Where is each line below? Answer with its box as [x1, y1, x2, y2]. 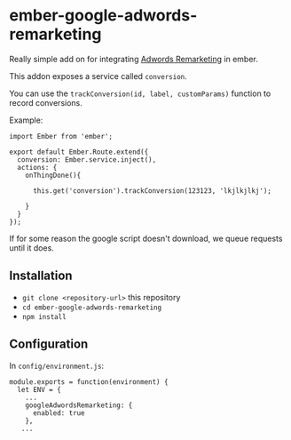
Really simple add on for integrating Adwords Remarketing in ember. [9, 53, 259, 64]
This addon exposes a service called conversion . [9, 70, 188, 81]
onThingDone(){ [25, 171, 82, 180]
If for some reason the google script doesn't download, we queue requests [9, 233, 283, 244]
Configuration [9, 337, 89, 352]
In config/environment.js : [9, 360, 105, 371]
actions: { [17, 163, 58, 172]
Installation [9, 268, 73, 284]
